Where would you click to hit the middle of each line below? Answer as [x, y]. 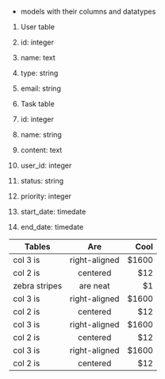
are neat [94, 286]
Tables [37, 247]
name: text [38, 58]
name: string [41, 135]
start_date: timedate [53, 211]
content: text [41, 150]
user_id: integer [46, 165]
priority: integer [46, 196]
